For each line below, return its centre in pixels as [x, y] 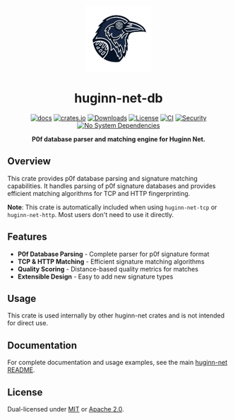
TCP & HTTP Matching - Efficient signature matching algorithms [111, 261]
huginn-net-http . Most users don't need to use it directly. [91, 214]
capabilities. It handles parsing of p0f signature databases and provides [112, 186]
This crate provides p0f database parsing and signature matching [102, 178]
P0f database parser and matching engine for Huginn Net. [119, 139]
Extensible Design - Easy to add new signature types [95, 276]
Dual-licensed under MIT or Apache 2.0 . [66, 409]
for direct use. [28, 323]
